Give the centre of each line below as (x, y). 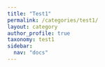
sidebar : (20, 46)
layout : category (33, 27)
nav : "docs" (31, 53)
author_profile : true (39, 33)
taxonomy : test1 (31, 40)
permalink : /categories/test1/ (53, 20)
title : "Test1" (29, 14)
